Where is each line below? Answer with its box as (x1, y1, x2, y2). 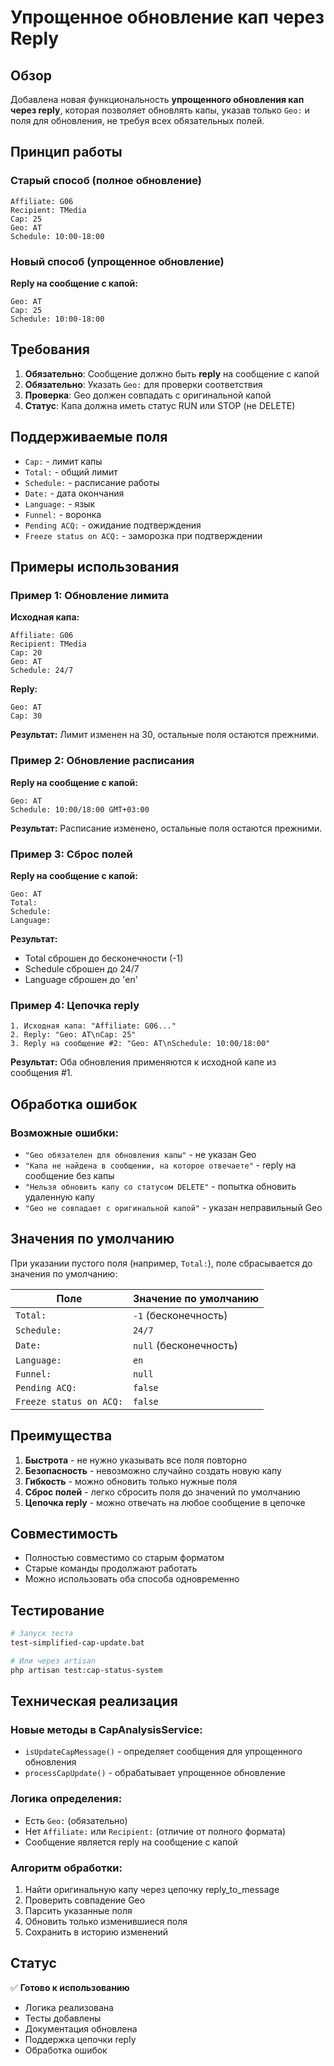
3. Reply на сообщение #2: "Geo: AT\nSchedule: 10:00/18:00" (10, 1039, 271, 1049)
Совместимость (10, 1525, 118, 1542)
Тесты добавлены (24, 2012, 102, 2024)
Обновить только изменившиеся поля (24, 1915, 188, 1927)
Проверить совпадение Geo (24, 1894, 146, 1906)
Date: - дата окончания (24, 487, 125, 499)
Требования (10, 341, 90, 358)
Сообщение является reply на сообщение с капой (24, 1836, 238, 1848)
